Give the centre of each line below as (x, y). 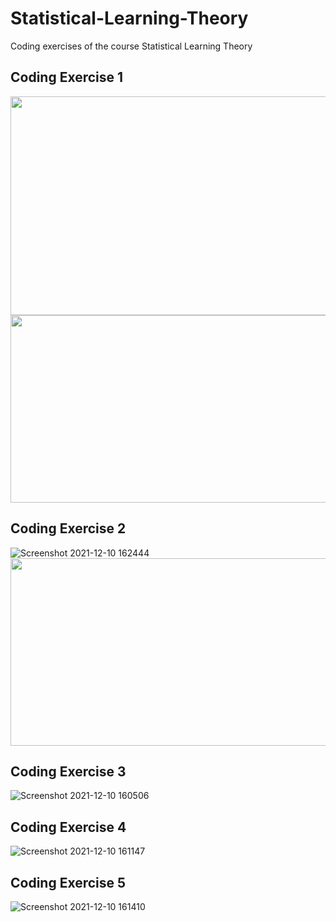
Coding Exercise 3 (68, 771)
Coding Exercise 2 (68, 528)
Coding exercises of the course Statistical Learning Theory (131, 46)
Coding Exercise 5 (68, 882)
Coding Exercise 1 (67, 77)
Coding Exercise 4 (68, 827)
